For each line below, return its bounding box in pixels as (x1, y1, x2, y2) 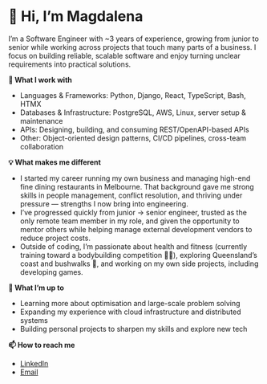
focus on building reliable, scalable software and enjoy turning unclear (8, 51, 241, 60)
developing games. (19, 267, 83, 276)
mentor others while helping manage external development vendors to (19, 224, 253, 234)
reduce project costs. (19, 233, 91, 243)
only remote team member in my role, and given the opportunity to (19, 216, 240, 226)
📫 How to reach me (8, 340, 75, 349)
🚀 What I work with (8, 75, 72, 84)
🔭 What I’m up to (8, 283, 64, 292)
